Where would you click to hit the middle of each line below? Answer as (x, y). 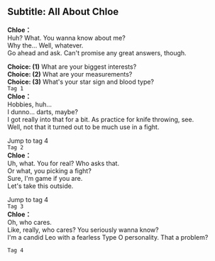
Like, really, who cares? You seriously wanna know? (83, 230)
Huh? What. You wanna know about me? (66, 38)
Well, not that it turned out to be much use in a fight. (83, 127)
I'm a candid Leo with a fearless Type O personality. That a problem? (108, 237)
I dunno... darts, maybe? (43, 111)
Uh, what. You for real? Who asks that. (63, 163)
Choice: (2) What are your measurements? (70, 74)
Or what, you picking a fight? (50, 171)
